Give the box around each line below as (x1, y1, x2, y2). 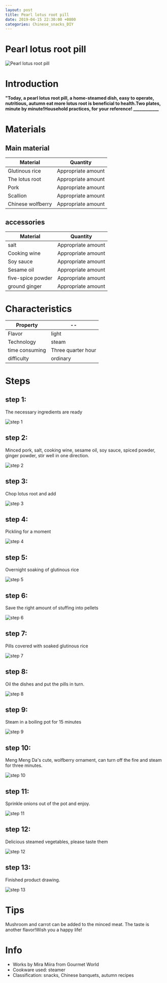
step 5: (5, 553, 28, 562)
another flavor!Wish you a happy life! (5, 927, 82, 933)
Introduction (5, 78, 59, 90)
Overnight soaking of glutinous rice (5, 567, 79, 573)
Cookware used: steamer (12, 967, 66, 973)
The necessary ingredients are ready (5, 409, 83, 415)
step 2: (5, 433, 28, 442)
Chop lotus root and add (5, 490, 56, 496)
